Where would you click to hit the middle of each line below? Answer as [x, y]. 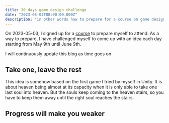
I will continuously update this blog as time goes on [58, 54]
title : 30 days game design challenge [46, 10]
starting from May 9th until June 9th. [43, 44]
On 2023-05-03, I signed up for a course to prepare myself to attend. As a [82, 34]
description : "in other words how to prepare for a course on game [77, 19]
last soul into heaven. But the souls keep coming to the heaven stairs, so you [84, 92]
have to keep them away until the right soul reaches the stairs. [70, 98]
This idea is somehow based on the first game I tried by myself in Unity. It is [84, 82]
